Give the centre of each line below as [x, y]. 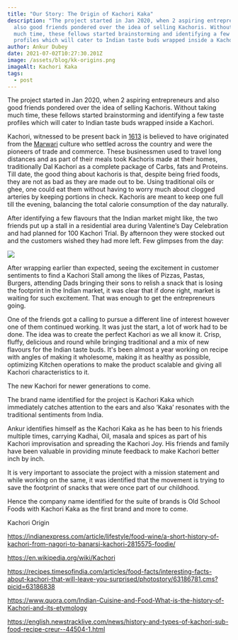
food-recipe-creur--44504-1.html [56, 629]
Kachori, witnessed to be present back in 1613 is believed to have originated [118, 136]
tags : [15, 73]
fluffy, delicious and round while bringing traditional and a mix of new [108, 342]
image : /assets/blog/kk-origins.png [61, 60]
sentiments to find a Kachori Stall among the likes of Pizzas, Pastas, [106, 276]
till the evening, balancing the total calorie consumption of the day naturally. [118, 205]
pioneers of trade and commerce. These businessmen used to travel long [114, 152]
